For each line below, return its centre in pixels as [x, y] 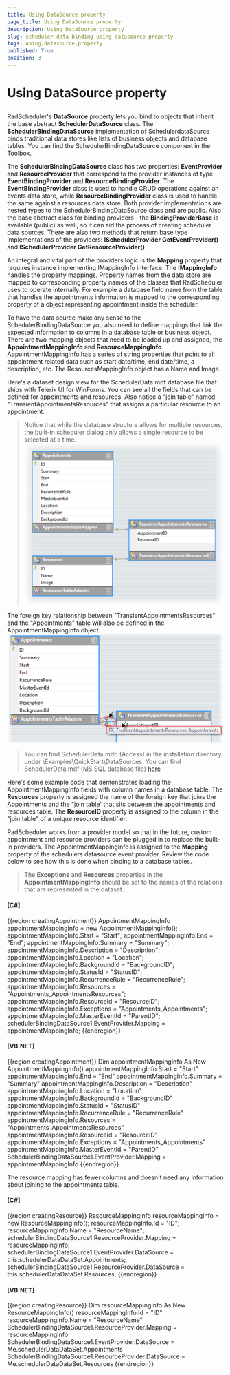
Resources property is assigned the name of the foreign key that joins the [112, 797]
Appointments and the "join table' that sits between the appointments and [111, 804]
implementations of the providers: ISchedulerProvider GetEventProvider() [113, 240]
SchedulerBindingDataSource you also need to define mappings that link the [115, 325]
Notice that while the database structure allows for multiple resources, [123, 425]
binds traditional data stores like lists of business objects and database [107, 138]
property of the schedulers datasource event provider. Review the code [108, 854]
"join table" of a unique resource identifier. [67, 819]
